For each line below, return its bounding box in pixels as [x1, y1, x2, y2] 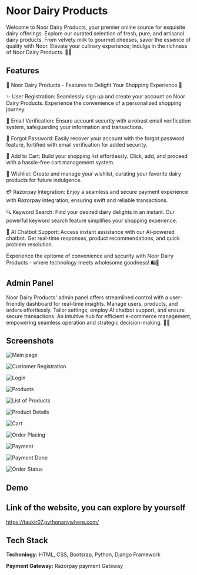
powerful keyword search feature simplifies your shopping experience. [6, 217, 178, 224]
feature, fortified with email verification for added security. [6, 141, 148, 148]
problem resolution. [6, 240, 54, 248]
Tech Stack [6, 535, 48, 546]
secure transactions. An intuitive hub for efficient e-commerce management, [6, 312, 192, 319]
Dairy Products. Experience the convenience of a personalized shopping [6, 99, 182, 107]
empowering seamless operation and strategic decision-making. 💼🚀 [6, 319, 171, 326]
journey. [6, 105, 26, 113]
